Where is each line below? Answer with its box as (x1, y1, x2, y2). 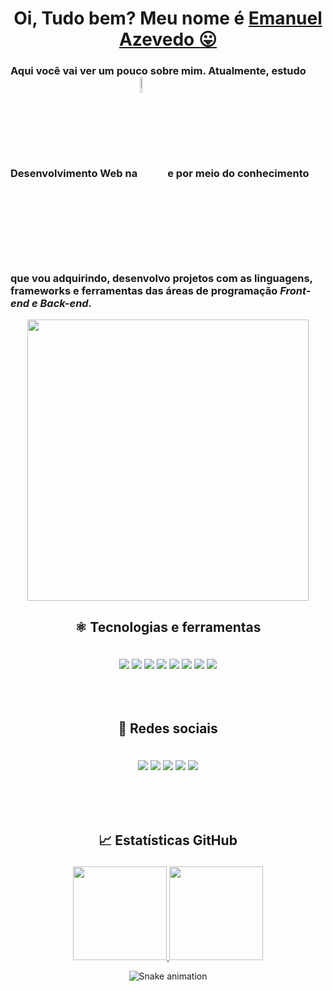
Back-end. (39, 297, 93, 311)
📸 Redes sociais (118, 720, 218, 737)
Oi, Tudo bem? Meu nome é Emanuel (13, 7, 323, 30)
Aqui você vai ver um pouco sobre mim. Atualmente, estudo (10, 64, 307, 78)
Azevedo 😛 (118, 28, 218, 51)
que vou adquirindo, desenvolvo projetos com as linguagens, (10, 272, 313, 286)
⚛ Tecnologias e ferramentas (74, 618, 262, 636)
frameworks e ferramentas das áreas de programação (10, 284, 278, 298)
